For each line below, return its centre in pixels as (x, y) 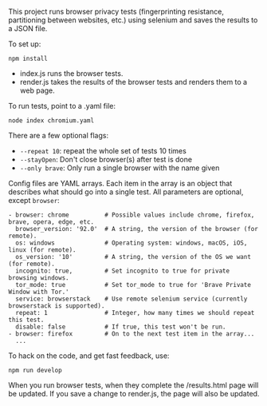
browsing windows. (39, 278)
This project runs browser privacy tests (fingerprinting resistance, (116, 12)
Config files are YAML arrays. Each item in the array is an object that (120, 183)
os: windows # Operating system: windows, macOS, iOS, (132, 243)
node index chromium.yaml (51, 121)
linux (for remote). (43, 250)
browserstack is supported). (57, 306)
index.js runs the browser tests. (71, 74)
